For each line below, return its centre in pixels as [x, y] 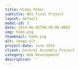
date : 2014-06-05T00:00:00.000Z [38, 28]
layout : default [21, 18]
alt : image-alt [20, 41]
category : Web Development [32, 55]
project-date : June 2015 [30, 46]
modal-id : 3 [17, 23]
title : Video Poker [25, 9]
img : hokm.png [19, 32]
